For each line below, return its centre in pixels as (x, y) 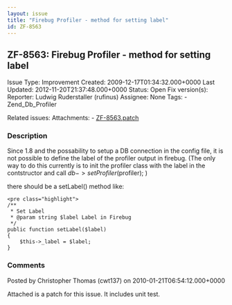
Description (27, 136)
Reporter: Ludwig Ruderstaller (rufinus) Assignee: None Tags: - (97, 97)
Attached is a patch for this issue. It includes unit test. (84, 294)
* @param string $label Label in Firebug (71, 217)
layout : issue (28, 14)
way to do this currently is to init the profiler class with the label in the (106, 166)
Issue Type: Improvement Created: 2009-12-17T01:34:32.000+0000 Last (111, 82)
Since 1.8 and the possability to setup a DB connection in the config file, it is (115, 151)
